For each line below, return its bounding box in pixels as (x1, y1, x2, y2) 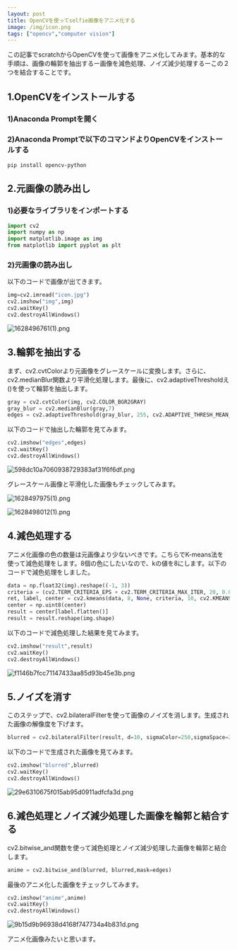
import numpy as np (7, 229, 65, 236)
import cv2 (7, 222, 39, 229)
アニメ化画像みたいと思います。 (7, 935, 100, 944)
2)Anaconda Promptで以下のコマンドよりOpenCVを (7, 135, 187, 144)
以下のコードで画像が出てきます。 (7, 277, 106, 286)
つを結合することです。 (7, 68, 75, 76)
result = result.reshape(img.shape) (7, 615, 115, 622)
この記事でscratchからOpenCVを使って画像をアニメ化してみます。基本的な (7, 50, 226, 59)
